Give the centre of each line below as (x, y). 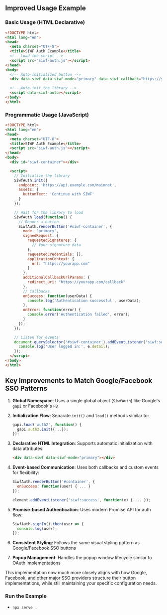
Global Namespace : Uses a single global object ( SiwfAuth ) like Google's (86, 400)
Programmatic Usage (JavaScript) (47, 115)
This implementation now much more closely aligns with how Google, (76, 573)
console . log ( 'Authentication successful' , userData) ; (84, 301)
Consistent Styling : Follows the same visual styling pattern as (76, 543)
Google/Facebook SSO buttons (44, 548)
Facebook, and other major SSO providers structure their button (70, 578)
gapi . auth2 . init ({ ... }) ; (43, 429)
